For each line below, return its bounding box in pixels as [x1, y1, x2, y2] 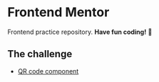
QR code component [17, 66, 79, 75]
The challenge [7, 48, 73, 60]
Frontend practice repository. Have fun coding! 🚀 [7, 28, 153, 36]
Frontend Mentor [7, 4, 110, 20]
